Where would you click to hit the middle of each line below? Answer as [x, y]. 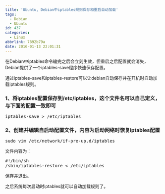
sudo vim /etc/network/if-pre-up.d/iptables [60, 141]
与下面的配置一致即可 [30, 105]
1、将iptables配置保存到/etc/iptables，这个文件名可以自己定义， [83, 98]
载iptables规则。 [22, 84]
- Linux [18, 38]
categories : [17, 33]
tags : [11, 14]
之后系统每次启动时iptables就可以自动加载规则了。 [56, 187]
